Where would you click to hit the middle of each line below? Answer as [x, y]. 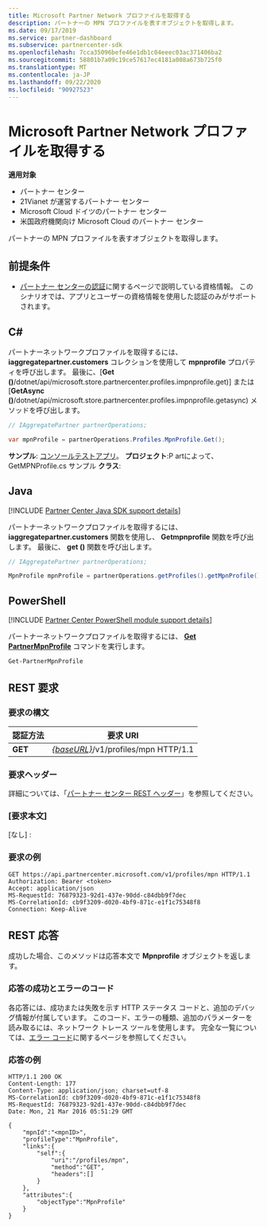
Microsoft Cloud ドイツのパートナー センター [93, 212]
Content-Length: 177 [43, 1083]
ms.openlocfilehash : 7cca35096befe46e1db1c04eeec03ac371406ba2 [115, 52]
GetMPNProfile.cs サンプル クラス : [65, 465]
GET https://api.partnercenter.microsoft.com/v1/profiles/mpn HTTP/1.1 [129, 874]
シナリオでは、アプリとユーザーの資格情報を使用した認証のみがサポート [138, 297]
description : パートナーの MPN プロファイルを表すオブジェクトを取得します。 [123, 23]
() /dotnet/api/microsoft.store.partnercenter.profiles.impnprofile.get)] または [131, 382]
